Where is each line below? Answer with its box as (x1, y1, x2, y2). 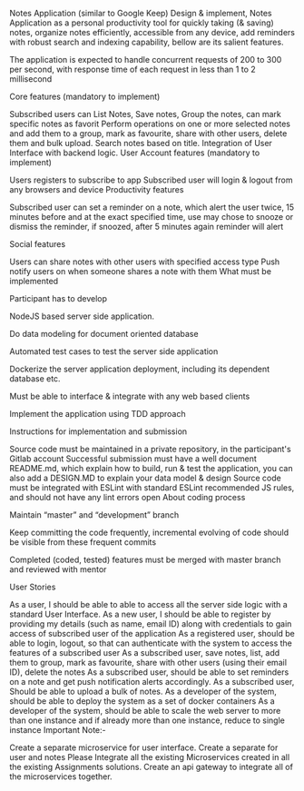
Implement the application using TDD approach (9, 409, 186, 419)
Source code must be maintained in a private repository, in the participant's (9, 444, 292, 454)
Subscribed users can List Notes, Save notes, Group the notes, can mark (9, 109, 281, 119)
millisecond (9, 74, 53, 84)
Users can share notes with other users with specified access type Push (9, 256, 280, 267)
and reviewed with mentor (9, 564, 107, 575)
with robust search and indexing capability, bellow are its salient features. (9, 36, 284, 47)
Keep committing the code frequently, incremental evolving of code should (9, 527, 289, 538)
